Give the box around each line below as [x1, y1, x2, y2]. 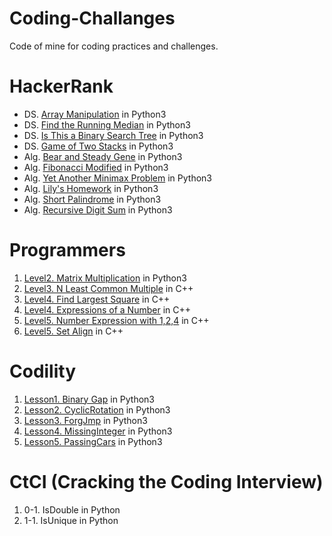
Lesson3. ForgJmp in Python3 [23, 414, 148, 426]
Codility [9, 360, 77, 382]
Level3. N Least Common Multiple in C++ [23, 282, 194, 294]
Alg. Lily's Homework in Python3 [23, 182, 159, 194]
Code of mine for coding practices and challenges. [9, 40, 219, 52]
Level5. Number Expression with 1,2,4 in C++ [23, 314, 210, 326]
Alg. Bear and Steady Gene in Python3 [23, 150, 183, 162]
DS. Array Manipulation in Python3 [23, 108, 167, 120]
